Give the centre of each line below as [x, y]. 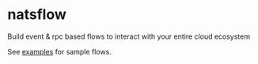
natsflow [37, 15]
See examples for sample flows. [59, 51]
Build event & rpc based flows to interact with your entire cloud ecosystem [129, 36]
